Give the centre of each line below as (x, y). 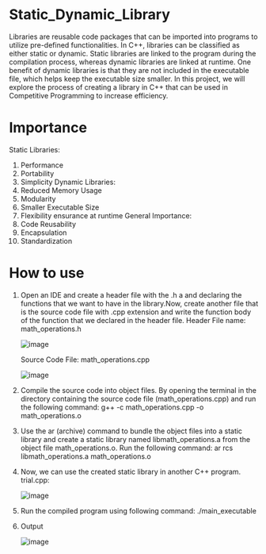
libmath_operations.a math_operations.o (85, 456)
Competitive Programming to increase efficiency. (89, 95)
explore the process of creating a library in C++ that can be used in (119, 87)
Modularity (38, 198)
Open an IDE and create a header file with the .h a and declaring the (131, 294)
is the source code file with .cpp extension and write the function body (136, 312)
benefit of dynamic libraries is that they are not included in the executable (129, 70)
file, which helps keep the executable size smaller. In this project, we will (127, 79)
